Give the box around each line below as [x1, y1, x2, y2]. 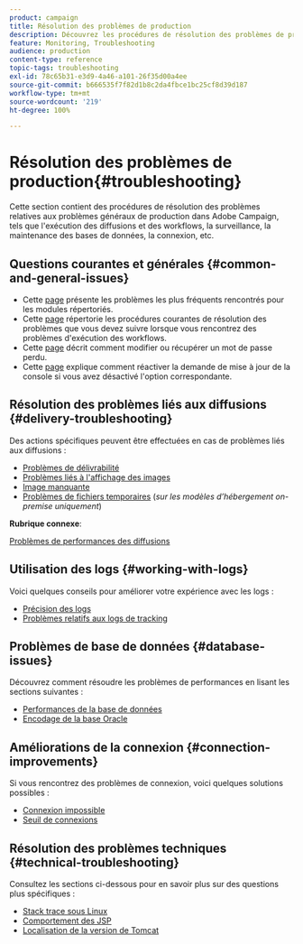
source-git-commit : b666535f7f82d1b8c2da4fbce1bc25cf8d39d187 [9, 80, 248, 89]
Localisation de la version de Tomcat [22, 925, 160, 936]
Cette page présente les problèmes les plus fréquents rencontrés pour [22, 294, 285, 305]
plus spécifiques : [9, 888, 76, 899]
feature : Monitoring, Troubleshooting [9, 38, 155, 48]
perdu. [22, 352, 48, 362]
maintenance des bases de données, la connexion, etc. [9, 230, 215, 241]
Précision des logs [22, 603, 92, 614]
